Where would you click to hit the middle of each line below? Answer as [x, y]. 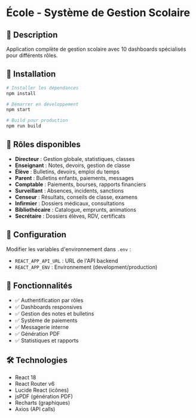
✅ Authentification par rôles [49, 300]
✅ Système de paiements [46, 320]
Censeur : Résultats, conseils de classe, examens [76, 197]
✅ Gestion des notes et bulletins [54, 314]
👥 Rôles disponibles [43, 145]
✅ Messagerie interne [42, 327]
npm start [19, 110]
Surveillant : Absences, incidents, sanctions [69, 190]
